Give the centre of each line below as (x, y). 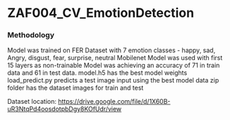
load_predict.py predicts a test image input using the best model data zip (113, 80)
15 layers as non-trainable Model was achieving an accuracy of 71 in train (114, 66)
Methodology (31, 35)
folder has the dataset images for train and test (75, 88)
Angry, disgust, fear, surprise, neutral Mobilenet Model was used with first (115, 58)
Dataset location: (32, 102)
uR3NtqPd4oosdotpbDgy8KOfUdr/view (65, 109)
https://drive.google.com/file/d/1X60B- (114, 102)
